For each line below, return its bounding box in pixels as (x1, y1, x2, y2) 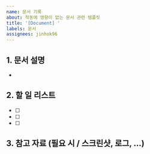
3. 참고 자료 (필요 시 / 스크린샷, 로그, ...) (6, 138, 145, 149)
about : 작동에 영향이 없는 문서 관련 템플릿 (6, 14, 101, 20)
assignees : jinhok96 (6, 31, 58, 37)
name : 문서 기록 (6, 8, 42, 15)
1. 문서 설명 (6, 55, 45, 65)
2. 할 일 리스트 (6, 90, 56, 100)
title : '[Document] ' (6, 20, 61, 26)
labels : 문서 (6, 25, 37, 32)
